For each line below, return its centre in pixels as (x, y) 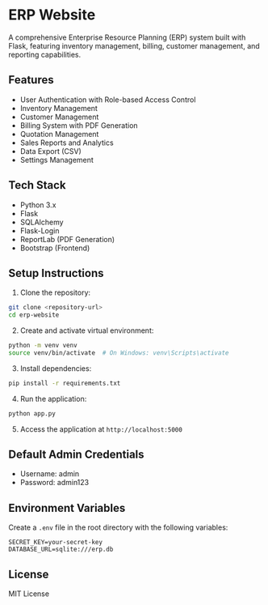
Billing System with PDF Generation (79, 125)
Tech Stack (37, 185)
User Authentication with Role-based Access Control (108, 100)
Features (31, 80)
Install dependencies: (56, 368)
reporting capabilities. (45, 54)
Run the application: (53, 398)
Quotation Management (59, 134)
